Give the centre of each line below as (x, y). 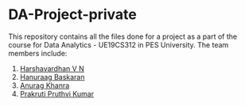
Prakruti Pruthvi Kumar (56, 93)
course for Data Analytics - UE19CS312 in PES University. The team (119, 44)
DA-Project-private (72, 15)
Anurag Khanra (45, 85)
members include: (38, 53)
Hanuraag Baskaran (52, 77)
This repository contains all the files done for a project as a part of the (122, 36)
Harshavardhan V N (52, 68)
